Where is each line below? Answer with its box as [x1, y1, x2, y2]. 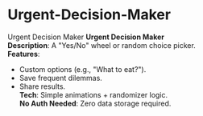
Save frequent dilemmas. [19, 73, 102, 82]
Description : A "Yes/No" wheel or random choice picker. [7, 40, 197, 50]
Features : [7, 49, 40, 58]
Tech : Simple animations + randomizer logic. [19, 90, 168, 99]
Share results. [19, 82, 66, 91]
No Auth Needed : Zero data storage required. [19, 98, 172, 108]
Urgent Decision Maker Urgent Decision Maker [7, 32, 164, 42]
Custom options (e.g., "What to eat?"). [19, 64, 147, 74]
